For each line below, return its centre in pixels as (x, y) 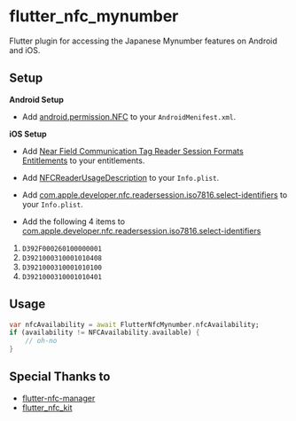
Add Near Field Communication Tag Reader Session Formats (132, 151)
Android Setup (37, 99)
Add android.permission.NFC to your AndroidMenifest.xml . (129, 116)
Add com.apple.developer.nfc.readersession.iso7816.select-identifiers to (155, 195)
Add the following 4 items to (74, 221)
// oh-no (41, 341)
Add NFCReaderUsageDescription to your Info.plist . (121, 177)
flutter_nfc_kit (47, 407)
